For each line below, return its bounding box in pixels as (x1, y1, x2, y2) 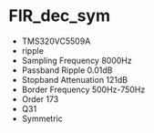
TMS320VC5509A (21, 36, 91, 46)
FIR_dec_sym (8, 5, 111, 26)
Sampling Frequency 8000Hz (21, 55, 133, 66)
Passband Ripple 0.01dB (21, 65, 113, 76)
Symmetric (21, 113, 63, 124)
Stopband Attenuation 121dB (21, 74, 128, 85)
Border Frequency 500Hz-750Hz (21, 84, 146, 95)
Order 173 (21, 93, 59, 105)
